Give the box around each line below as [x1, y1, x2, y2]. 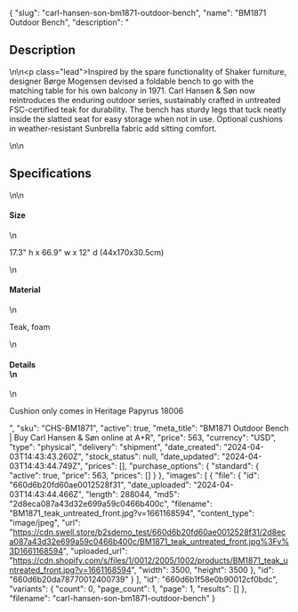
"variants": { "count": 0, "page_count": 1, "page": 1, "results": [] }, [9, 584, 247, 594]
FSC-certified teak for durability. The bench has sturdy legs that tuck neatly [9, 104, 286, 115]
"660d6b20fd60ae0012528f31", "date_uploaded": [9, 479, 192, 490]
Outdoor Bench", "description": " [9, 17, 129, 28]
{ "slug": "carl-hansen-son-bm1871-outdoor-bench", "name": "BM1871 [9, 8, 267, 18]
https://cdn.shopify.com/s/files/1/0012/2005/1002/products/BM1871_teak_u [12, 555, 289, 566]
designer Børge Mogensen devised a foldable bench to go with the [9, 76, 254, 86]
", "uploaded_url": [62, 546, 128, 557]
